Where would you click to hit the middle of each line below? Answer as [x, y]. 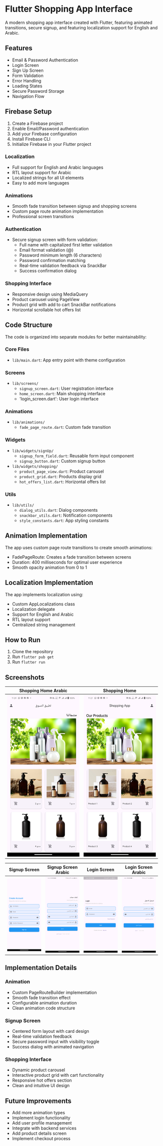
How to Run [23, 640]
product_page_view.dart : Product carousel [62, 471]
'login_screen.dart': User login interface [59, 399]
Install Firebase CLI [31, 139]
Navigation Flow [28, 96]
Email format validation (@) [46, 250]
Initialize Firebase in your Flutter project [51, 144]
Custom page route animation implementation [58, 211]
